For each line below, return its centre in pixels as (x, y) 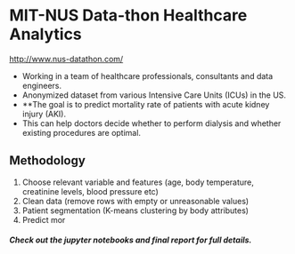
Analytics (45, 34)
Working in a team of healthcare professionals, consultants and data (147, 75)
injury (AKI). (44, 114)
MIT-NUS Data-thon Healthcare (128, 16)
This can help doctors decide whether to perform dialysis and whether (152, 123)
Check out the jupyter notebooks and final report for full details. (131, 240)
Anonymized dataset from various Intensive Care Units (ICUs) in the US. (154, 95)
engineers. (42, 85)
